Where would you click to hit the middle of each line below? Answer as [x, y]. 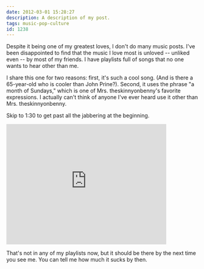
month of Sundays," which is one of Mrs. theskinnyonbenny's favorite [93, 91]
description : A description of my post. [58, 18]
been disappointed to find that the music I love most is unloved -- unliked [98, 53]
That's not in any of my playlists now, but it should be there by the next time [101, 253]
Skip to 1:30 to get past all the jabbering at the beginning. [78, 116]
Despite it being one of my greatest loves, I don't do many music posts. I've [101, 46]
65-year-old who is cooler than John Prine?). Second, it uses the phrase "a [100, 84]
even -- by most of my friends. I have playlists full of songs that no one [95, 59]
